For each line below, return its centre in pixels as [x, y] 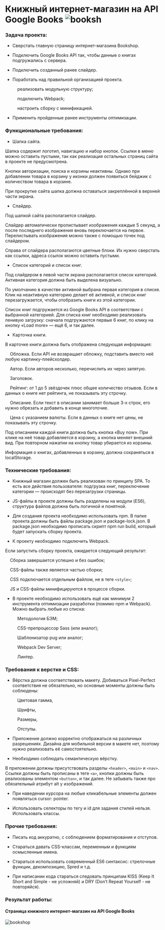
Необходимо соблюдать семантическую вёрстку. [65, 759]
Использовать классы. [36, 814]
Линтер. [26, 657]
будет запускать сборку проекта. [47, 532]
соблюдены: [25, 691]
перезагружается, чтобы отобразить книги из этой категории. [71, 300]
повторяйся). [26, 887]
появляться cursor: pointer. [40, 799]
